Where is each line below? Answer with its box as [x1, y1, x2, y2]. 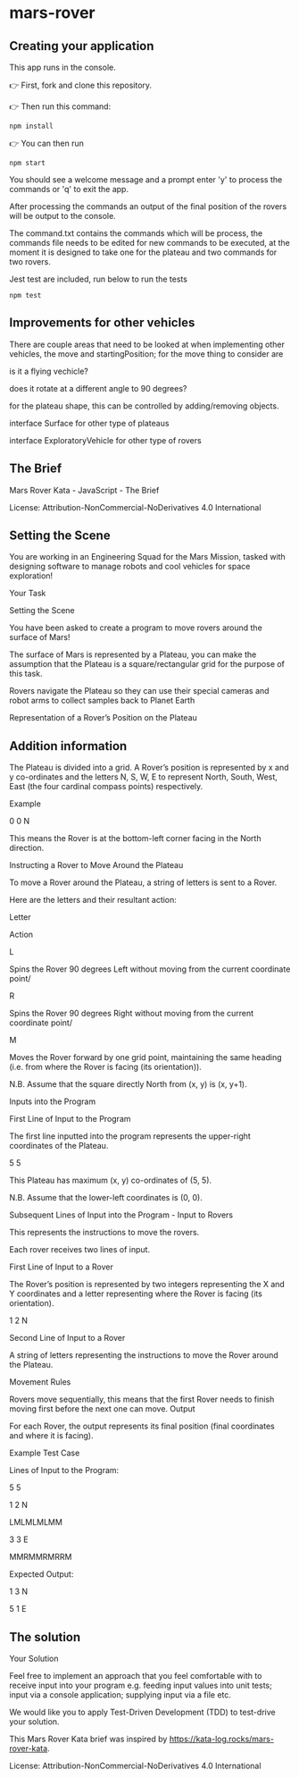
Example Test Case [9, 1447, 80, 1459]
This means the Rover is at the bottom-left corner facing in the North [9, 833, 262, 844]
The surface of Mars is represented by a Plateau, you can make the [9, 649, 257, 660]
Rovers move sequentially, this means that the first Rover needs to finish [9, 1394, 275, 1405]
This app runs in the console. [9, 62, 116, 72]
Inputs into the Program [9, 1096, 96, 1107]
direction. [9, 843, 45, 854]
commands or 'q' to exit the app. [9, 184, 129, 194]
